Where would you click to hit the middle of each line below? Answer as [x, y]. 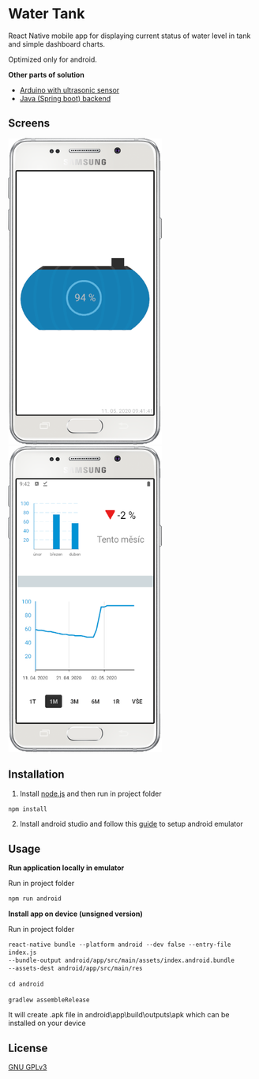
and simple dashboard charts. [56, 44]
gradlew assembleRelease [49, 1000]
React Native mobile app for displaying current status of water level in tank [129, 36]
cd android [26, 984]
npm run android [35, 899]
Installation [36, 775]
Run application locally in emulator [66, 868]
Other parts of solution [46, 74]
